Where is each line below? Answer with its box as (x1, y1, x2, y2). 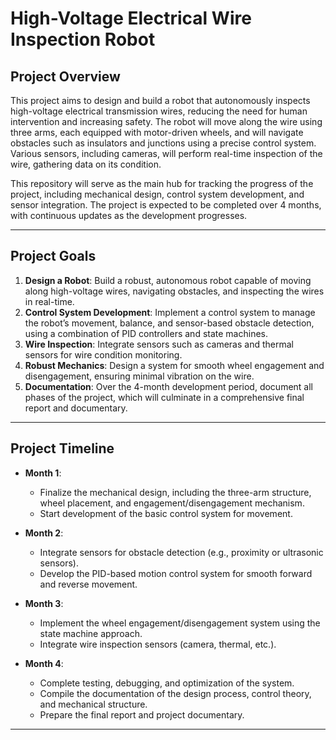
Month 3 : (24, 597, 64, 609)
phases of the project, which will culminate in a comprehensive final (24, 391, 305, 403)
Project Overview (10, 68, 121, 85)
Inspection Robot (10, 28, 156, 51)
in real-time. (24, 295, 75, 307)
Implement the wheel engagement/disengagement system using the (39, 617, 321, 629)
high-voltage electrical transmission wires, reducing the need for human (10, 105, 308, 117)
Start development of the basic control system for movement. (39, 507, 293, 519)
